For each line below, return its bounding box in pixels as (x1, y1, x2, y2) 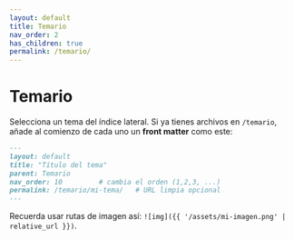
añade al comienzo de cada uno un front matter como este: (9, 126, 233, 137)
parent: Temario (9, 169, 71, 178)
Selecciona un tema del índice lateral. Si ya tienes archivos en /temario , (9, 116, 278, 127)
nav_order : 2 (9, 30, 59, 39)
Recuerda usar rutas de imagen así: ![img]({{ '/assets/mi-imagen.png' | (9, 211, 287, 222)
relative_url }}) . (9, 220, 77, 232)
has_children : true (9, 38, 83, 48)
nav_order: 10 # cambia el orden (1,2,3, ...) (9, 177, 221, 186)
